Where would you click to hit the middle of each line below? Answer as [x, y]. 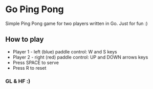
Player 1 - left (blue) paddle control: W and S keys [65, 51]
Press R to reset [29, 68]
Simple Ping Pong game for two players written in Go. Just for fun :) [76, 23]
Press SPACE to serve [36, 63]
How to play [25, 39]
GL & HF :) [18, 81]
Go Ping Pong [35, 9]
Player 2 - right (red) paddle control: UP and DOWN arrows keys [80, 57]
